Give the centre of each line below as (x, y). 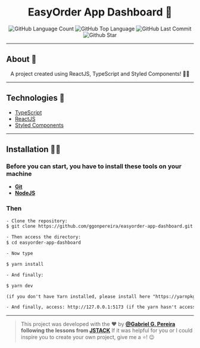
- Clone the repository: (37, 221)
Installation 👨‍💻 (34, 149)
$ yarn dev (20, 285)
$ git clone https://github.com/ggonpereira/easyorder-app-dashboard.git (100, 226)
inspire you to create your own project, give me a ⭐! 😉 (87, 337)
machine (19, 173)
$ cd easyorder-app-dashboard (44, 243)
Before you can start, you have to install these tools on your (94, 166)
